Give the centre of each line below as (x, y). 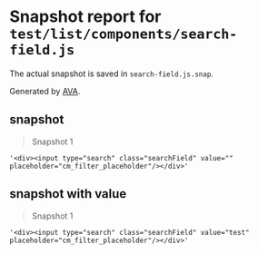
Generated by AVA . (45, 91)
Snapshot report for (85, 17)
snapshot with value (68, 194)
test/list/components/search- (124, 34)
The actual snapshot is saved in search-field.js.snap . (111, 73)
